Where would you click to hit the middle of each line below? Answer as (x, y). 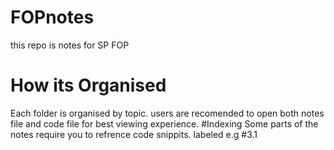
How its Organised (88, 85)
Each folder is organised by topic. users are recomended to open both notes (167, 113)
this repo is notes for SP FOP (70, 45)
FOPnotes (52, 17)
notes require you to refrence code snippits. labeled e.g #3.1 (134, 134)
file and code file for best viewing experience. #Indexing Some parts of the (164, 123)
